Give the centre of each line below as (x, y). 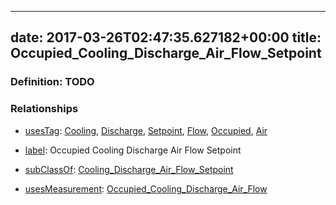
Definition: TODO (52, 82)
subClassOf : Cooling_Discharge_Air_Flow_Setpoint (129, 169)
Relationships (44, 109)
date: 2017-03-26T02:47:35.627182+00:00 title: (166, 37)
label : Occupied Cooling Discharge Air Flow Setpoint (133, 150)
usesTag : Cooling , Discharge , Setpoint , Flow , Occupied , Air (146, 130)
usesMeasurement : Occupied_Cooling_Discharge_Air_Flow (146, 188)
